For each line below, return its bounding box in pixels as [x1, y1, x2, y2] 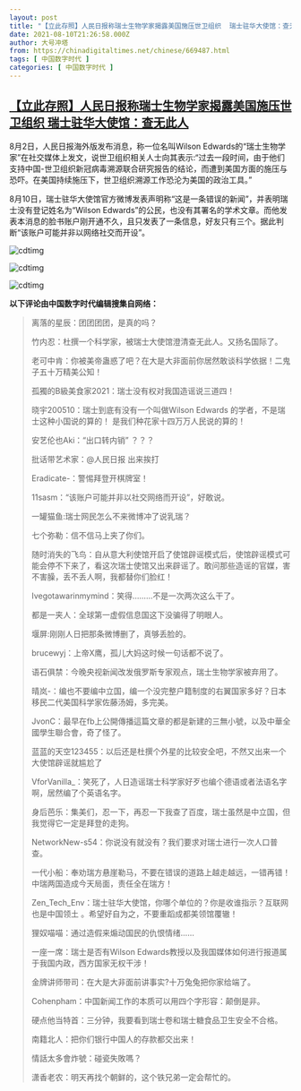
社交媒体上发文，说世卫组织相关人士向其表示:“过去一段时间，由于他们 [28, 151, 285, 162]
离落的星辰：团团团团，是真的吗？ [30, 317, 158, 328]
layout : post [9, 13, 58, 22]
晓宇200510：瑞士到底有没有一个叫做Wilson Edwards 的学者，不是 [30, 404, 278, 415]
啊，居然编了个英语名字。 [30, 787, 126, 798]
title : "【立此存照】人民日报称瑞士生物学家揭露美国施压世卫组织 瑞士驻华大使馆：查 [9, 21, 289, 30]
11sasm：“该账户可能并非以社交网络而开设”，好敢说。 [30, 492, 230, 503]
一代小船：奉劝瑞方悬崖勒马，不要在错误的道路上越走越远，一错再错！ [30, 866, 291, 878]
